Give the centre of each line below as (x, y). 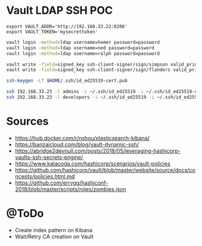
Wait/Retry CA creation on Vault (54, 236)
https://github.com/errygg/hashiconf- (61, 183)
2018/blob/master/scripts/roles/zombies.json (70, 189)
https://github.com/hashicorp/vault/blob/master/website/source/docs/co (105, 170)
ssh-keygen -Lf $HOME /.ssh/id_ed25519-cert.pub (67, 81)
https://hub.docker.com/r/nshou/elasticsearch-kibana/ (82, 138)
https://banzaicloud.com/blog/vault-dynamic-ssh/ (77, 144)
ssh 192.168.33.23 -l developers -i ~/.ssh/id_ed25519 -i (80, 97)
